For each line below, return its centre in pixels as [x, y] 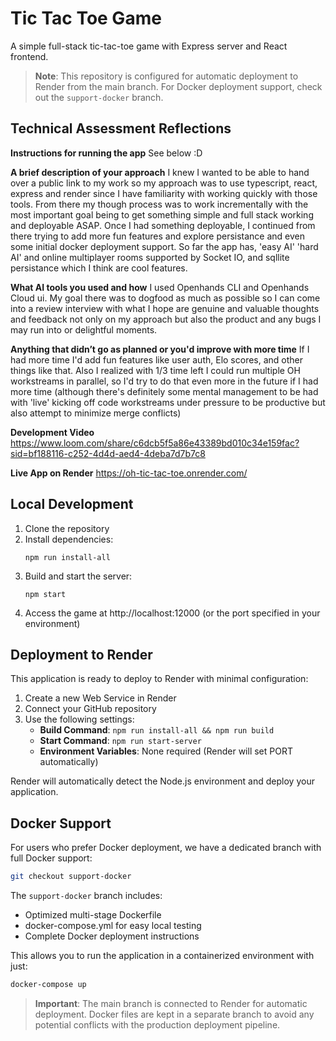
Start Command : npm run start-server [120, 741]
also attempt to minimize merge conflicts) [96, 413]
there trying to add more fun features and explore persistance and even [158, 236]
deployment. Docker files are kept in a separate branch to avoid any [174, 1014]
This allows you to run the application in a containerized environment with [162, 956]
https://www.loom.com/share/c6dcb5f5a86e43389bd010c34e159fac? [155, 443]
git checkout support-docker [71, 877]
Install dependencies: [69, 539]
